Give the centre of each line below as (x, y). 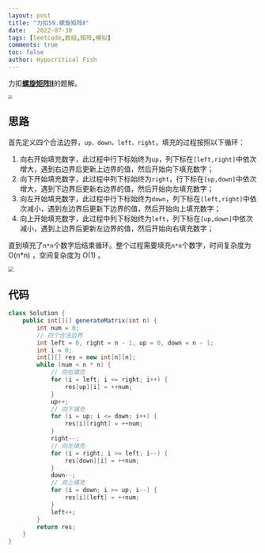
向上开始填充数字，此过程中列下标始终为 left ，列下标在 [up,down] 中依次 (136, 218)
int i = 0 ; (55, 350)
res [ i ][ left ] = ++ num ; (102, 498)
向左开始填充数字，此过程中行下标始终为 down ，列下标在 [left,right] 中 (135, 198)
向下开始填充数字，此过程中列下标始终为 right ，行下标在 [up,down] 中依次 (138, 178)
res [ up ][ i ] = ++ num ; (98, 387)
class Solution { (37, 314)
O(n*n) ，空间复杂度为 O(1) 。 (57, 255)
